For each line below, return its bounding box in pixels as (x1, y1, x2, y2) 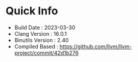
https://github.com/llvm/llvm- (59, 43, 133, 50)
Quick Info (5, 4, 58, 18)
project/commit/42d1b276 (14, 49, 79, 56)
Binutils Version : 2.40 (14, 36, 69, 44)
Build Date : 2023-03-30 (14, 24, 76, 31)
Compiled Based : (14, 43, 58, 50)
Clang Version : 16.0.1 (14, 30, 67, 37)
